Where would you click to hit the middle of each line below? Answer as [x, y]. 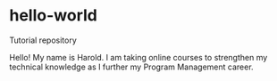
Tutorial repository [43, 40]
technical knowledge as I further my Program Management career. [131, 67]
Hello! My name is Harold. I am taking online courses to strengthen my [138, 57]
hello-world [54, 16]
